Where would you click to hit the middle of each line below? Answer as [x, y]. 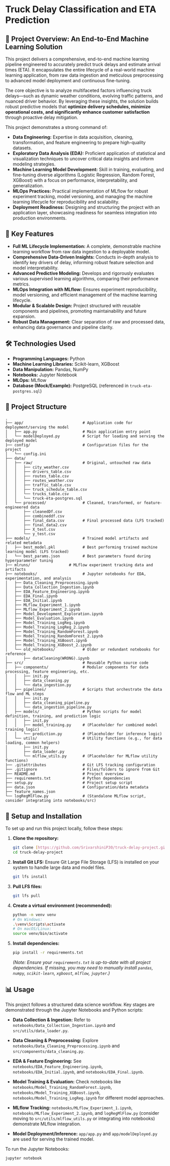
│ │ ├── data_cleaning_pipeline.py [47, 703]
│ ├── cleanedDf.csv [34, 512]
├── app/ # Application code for [69, 423]
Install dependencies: [36, 944]
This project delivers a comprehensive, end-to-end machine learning [77, 59]
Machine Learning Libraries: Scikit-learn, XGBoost [66, 364]
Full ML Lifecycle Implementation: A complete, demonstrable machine [87, 246]
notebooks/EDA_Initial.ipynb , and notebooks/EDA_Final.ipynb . [78, 1072]
